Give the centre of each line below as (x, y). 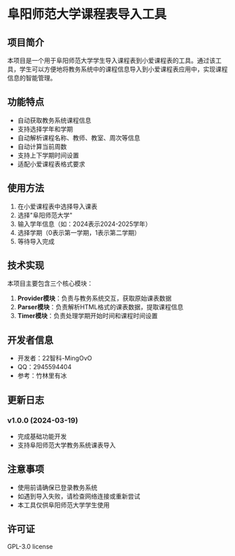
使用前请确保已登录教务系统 (57, 487)
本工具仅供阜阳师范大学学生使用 (63, 505)
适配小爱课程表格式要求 (51, 164)
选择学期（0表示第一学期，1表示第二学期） (79, 232)
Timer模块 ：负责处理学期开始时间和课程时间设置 (87, 316)
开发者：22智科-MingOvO (55, 358)
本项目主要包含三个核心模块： (50, 283)
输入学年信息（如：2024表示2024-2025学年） (84, 224)
